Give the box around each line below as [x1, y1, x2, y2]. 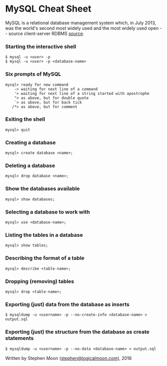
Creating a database [5, 139, 56, 146]
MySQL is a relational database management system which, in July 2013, [5, 20, 156, 26]
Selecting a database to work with [5, 208, 90, 215]
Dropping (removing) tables [5, 278, 74, 285]
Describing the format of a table [5, 254, 85, 262]
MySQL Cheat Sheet [5, 3, 92, 15]
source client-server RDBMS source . [8, 30, 85, 36]
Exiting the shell [5, 116, 45, 123]
